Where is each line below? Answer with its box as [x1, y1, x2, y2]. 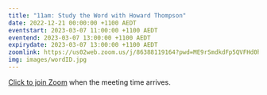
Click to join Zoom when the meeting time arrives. [8, 77, 171, 87]
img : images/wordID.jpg [8, 56, 87, 64]
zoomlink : [8, 48, 41, 56]
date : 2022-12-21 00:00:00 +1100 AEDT [8, 19, 137, 27]
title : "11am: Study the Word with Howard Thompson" [8, 11, 187, 20]
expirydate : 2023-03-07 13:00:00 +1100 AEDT [8, 41, 158, 49]
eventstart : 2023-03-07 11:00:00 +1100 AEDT [8, 26, 158, 34]
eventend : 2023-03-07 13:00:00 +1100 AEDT [8, 33, 151, 42]
